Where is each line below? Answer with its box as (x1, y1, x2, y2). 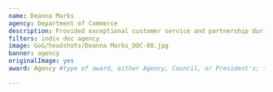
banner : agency (8, 49, 60, 57)
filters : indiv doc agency (8, 34, 100, 43)
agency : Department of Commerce (8, 19, 118, 27)
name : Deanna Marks (8, 11, 75, 20)
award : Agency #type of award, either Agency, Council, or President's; (8, 65, 260, 73)
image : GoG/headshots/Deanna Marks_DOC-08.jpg (8, 42, 169, 50)
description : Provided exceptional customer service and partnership (8, 27, 249, 35)
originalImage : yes (8, 57, 75, 65)
